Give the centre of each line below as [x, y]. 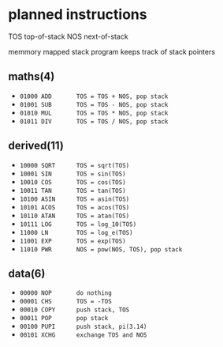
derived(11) [36, 146]
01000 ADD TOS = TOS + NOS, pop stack [94, 96]
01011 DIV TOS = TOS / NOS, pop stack [94, 121]
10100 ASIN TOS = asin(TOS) [74, 199]
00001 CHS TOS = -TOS [65, 302]
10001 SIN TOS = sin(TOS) [72, 174]
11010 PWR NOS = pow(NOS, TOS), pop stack [101, 249]
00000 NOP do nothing [65, 293]
